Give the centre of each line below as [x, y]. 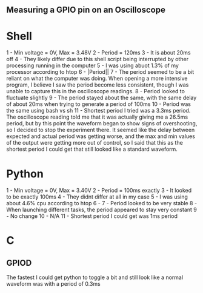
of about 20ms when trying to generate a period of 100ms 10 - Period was [98, 104]
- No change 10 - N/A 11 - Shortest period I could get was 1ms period [92, 216]
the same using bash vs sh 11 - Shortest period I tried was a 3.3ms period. [98, 111]
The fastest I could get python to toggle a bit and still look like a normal [95, 277]
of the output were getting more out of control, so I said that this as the [95, 143]
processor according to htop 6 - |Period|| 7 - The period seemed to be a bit [100, 72]
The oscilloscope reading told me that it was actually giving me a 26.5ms [97, 117]
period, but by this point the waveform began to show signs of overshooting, [102, 123]
